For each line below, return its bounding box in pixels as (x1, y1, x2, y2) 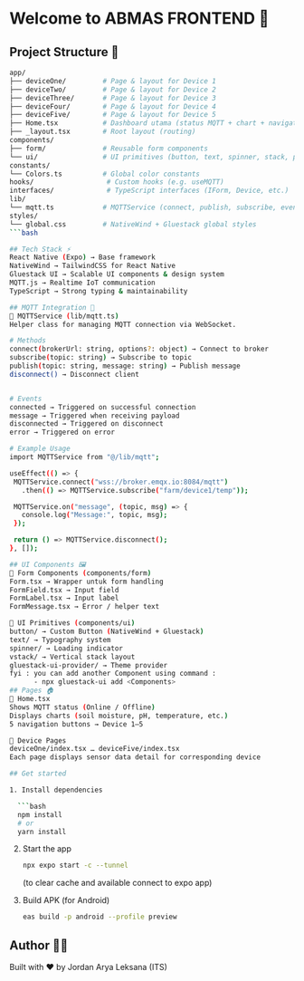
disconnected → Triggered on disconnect (9, 419, 165, 428)
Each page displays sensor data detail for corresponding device (9, 753, 261, 762)
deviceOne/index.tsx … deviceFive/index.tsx (9, 745, 180, 754)
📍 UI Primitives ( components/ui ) (9, 619, 136, 628)
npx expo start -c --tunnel (22, 861, 128, 870)
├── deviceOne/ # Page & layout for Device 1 (9, 76, 217, 85)
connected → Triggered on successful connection (9, 402, 196, 411)
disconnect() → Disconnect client (9, 370, 140, 379)
